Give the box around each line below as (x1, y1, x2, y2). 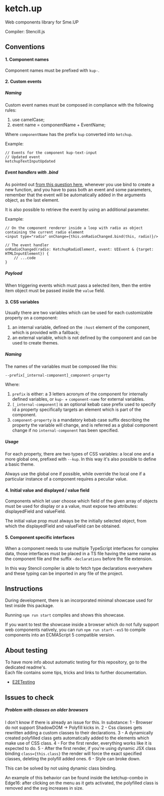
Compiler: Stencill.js (5, 28, 45, 34)
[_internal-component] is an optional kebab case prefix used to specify (12, 402, 156, 408)
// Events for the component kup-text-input (5, 150, 97, 156)
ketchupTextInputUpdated (5, 159, 56, 164)
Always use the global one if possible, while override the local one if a (5, 471, 145, 477)
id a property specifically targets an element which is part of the (12, 407, 142, 412)
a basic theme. (5, 461, 35, 467)
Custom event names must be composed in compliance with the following (5, 102, 154, 108)
